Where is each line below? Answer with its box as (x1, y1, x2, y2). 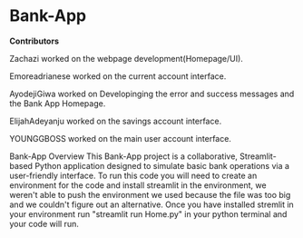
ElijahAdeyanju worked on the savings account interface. (9, 115, 222, 126)
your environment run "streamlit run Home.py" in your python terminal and (9, 208, 288, 219)
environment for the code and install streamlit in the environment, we (9, 179, 267, 191)
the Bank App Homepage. (9, 97, 106, 109)
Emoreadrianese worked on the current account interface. (9, 70, 227, 82)
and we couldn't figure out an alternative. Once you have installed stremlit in (9, 199, 295, 210)
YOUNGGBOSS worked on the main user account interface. (9, 133, 231, 144)
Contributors (9, 35, 60, 46)
